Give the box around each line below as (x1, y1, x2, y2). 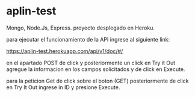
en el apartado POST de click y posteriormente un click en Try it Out (6, 59, 176, 66)
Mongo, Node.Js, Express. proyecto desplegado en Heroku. (6, 24, 155, 31)
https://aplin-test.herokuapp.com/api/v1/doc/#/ (6, 47, 123, 55)
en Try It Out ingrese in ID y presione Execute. (6, 83, 120, 91)
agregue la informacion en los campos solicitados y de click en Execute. (6, 65, 185, 73)
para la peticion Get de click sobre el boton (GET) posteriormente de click (6, 77, 189, 84)
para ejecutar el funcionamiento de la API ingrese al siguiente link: (6, 36, 170, 43)
